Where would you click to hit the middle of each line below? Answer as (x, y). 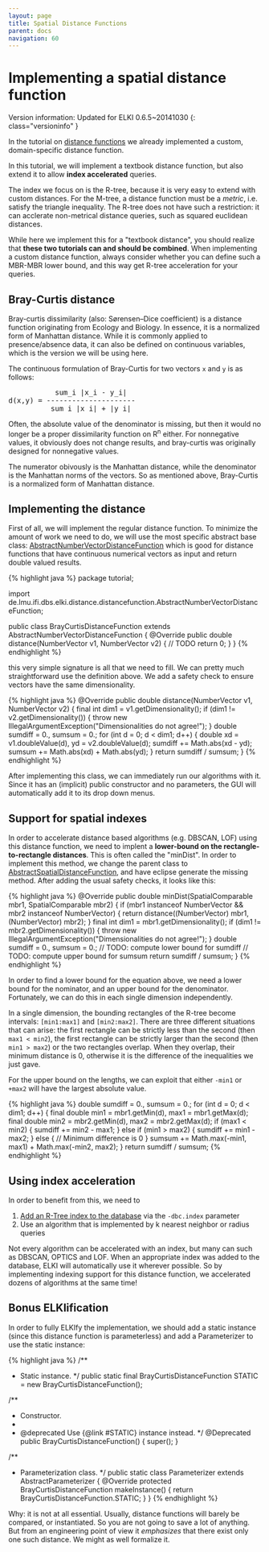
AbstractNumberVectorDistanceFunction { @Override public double (120, 635)
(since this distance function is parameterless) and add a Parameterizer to (131, 1336)
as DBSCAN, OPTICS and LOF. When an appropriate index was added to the (134, 1257)
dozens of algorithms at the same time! (73, 1283)
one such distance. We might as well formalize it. (89, 1539)
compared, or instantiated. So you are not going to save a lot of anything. (129, 1522)
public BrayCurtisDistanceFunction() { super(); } (99, 1441)
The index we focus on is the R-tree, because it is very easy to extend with (132, 190)
